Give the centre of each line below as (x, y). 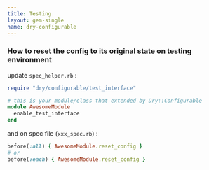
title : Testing (29, 14)
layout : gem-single (36, 20)
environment (30, 60)
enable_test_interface (47, 114)
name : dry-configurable (42, 27)
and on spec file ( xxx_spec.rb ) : (53, 134)
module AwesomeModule (39, 107)
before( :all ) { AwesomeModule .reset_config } (75, 147)
